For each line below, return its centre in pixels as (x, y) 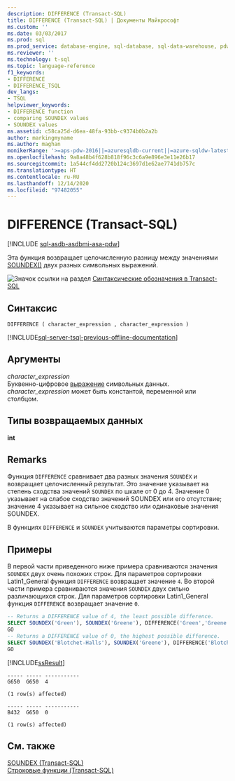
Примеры (30, 549)
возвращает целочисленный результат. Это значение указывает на (108, 484)
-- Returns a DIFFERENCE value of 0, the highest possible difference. (114, 636)
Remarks (27, 460)
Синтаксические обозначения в (140, 279)
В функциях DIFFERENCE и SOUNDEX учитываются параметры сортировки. (113, 528)
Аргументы (34, 360)
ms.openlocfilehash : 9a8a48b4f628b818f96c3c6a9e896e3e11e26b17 (101, 158)
